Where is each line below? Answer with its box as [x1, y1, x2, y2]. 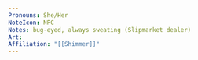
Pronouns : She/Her [8, 11, 68, 19]
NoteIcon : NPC [8, 19, 55, 26]
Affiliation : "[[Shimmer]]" [8, 41, 101, 48]
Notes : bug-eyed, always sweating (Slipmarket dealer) [8, 26, 192, 34]
